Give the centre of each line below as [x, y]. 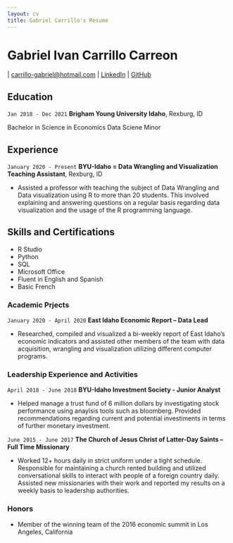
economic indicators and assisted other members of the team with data [121, 342]
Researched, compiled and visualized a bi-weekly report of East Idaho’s [121, 334]
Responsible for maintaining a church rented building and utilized [112, 468]
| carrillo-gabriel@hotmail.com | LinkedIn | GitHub [79, 75]
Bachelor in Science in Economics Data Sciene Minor [84, 127]
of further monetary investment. [64, 426]
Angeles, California [45, 532]
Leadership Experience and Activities [73, 375]
